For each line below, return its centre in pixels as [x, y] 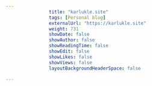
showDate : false [69, 35]
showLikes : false [71, 57]
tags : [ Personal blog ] [77, 18]
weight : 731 [64, 29]
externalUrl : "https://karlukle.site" [97, 23]
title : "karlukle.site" [79, 12]
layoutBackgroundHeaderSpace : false [95, 68]
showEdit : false [69, 51]
